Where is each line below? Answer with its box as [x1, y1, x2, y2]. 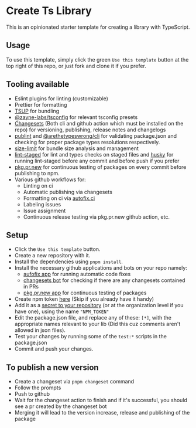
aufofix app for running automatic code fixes [23, 271, 131, 278]
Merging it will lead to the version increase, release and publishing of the [14, 409, 190, 416]
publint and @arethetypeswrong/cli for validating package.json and [14, 132, 177, 139]
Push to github [14, 390, 50, 398]
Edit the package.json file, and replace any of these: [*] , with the [14, 314, 171, 321]
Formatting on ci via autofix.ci [23, 195, 95, 202]
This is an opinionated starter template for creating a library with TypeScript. [6, 23, 190, 30]
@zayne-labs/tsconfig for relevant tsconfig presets [14, 113, 138, 121]
